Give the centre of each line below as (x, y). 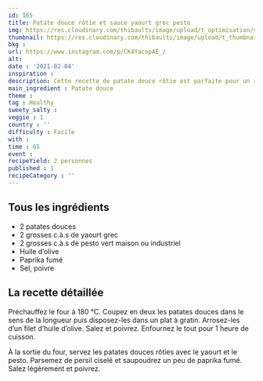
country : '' (29, 125)
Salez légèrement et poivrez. (54, 368)
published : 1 (31, 169)
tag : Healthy (31, 103)
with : (19, 139)
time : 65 (24, 147)
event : (21, 154)
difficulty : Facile (42, 132)
